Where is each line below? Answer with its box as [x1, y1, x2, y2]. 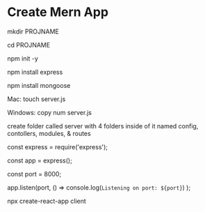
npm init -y [7, 54, 38, 63]
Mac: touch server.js [7, 95, 66, 103]
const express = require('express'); [7, 142, 108, 151]
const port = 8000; [7, 169, 62, 178]
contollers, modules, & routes [7, 129, 92, 137]
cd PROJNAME [7, 40, 51, 49]
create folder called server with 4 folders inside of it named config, [7, 121, 199, 130]
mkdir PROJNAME [7, 27, 59, 36]
